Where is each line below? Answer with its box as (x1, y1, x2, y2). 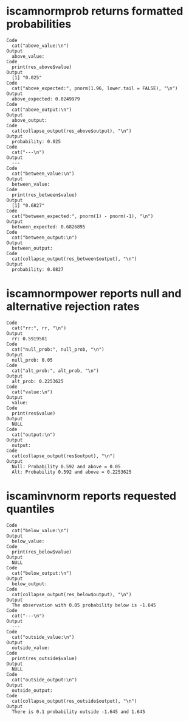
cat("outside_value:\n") (12, 634, 75, 640)
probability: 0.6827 (12, 266, 64, 272)
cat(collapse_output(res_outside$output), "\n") (12, 698, 137, 704)
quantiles (6, 502, 55, 516)
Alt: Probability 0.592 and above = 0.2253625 (12, 469, 132, 475)
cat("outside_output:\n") (12, 677, 78, 683)
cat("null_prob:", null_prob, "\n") (12, 346, 105, 353)
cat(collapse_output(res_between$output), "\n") (12, 256, 137, 262)
